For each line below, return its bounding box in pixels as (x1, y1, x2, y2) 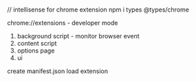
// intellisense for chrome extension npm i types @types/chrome (7, 5, 189, 14)
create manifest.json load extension (7, 67, 109, 75)
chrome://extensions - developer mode (7, 19, 118, 27)
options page (17, 46, 55, 55)
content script (17, 40, 57, 48)
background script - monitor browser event (17, 32, 140, 40)
